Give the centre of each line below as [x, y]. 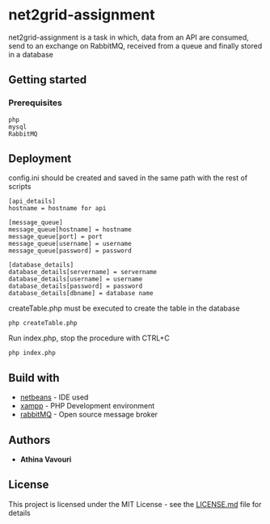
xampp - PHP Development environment [87, 406]
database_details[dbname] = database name [81, 294]
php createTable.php [43, 323]
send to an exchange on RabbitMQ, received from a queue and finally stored [135, 45]
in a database [31, 54]
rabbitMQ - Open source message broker [89, 415]
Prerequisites [35, 103]
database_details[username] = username [76, 279]
